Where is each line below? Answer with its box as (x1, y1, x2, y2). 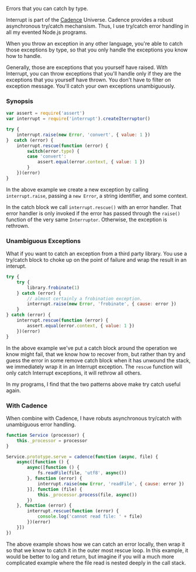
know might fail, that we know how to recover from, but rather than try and (6, 351, 186, 358)
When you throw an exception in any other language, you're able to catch (6, 40, 183, 47)
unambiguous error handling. (6, 421, 76, 428)
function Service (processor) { (6, 432, 85, 438)
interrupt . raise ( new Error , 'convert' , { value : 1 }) (16, 132, 150, 138)
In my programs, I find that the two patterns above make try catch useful (6, 381, 181, 388)
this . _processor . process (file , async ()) (37, 492, 137, 498)
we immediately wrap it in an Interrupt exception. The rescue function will (6, 363, 183, 370)
